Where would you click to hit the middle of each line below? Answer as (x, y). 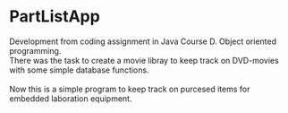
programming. (35, 50)
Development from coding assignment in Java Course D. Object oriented (143, 41)
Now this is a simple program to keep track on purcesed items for (130, 89)
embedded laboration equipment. (71, 98)
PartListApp (55, 17)
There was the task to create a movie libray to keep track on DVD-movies (144, 60)
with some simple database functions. (79, 70)
